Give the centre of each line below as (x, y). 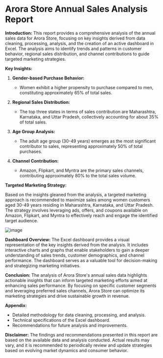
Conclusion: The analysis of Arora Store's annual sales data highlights (76, 275)
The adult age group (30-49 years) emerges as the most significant (88, 141)
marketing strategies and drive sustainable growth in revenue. (67, 296)
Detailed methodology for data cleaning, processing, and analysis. (79, 315)
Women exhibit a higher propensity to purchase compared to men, (86, 87)
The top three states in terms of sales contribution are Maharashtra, (88, 112)
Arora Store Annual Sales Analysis (76, 9)
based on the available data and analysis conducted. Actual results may (77, 340)
